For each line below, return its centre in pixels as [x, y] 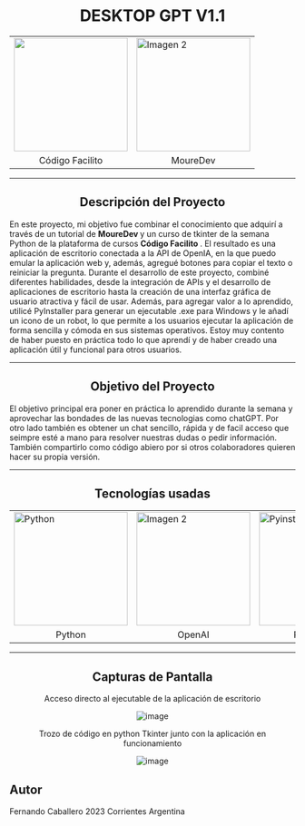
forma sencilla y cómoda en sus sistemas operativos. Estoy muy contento [147, 330]
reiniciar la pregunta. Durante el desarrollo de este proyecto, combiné [139, 272]
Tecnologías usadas [152, 493]
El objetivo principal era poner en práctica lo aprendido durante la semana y [151, 408]
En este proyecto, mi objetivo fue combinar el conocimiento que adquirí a [146, 224]
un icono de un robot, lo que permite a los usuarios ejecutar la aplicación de [152, 320]
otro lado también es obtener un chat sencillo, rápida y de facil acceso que [149, 428]
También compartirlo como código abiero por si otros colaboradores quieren [152, 447]
